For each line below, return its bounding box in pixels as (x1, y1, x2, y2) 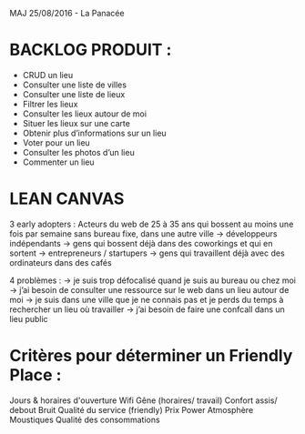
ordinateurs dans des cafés (9, 257, 112, 267)
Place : (9, 365, 62, 386)
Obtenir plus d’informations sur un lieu (22, 127, 167, 138)
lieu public (9, 313, 48, 324)
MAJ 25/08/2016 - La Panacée (9, 8, 125, 18)
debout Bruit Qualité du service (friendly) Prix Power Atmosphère (9, 404, 254, 415)
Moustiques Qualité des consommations (9, 414, 161, 425)
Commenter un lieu (22, 156, 95, 167)
